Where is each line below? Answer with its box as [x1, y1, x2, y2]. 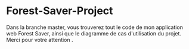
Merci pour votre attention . [6, 36, 73, 43]
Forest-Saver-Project [6, 4, 113, 18]
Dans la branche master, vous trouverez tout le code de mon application [6, 24, 184, 31]
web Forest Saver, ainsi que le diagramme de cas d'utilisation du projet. [6, 30, 182, 37]
